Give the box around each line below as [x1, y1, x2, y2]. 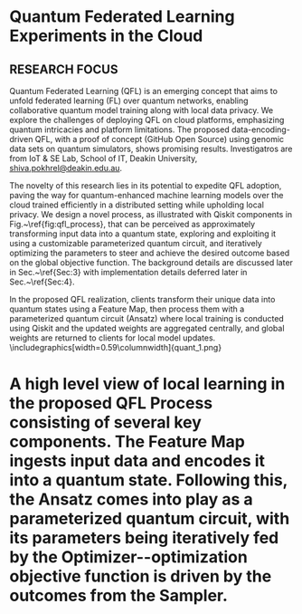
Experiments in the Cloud [9, 25, 203, 46]
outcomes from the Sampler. [9, 586, 229, 606]
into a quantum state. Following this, [9, 470, 288, 491]
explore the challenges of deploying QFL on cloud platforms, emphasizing [9, 115, 285, 125]
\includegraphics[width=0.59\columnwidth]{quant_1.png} [9, 342, 222, 352]
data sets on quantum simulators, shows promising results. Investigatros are [9, 143, 293, 154]
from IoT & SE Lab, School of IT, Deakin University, [9, 153, 198, 164]
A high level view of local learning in [9, 374, 286, 395]
